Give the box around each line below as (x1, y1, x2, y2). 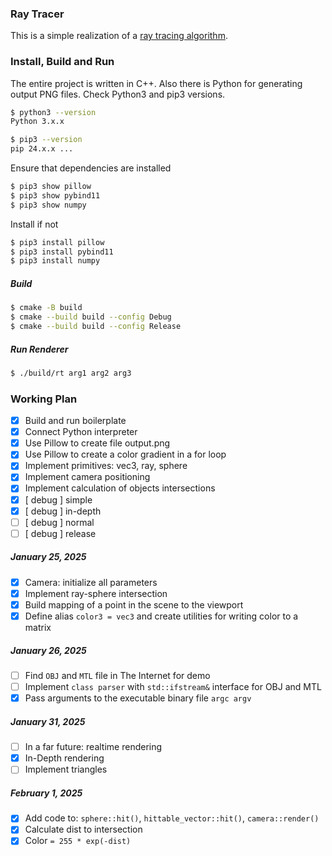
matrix (24, 621, 52, 633)
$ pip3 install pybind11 (10, 247, 114, 257)
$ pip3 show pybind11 (10, 190, 101, 201)
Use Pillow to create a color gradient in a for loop (24, 448, 227, 461)
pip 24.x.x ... (10, 144, 74, 154)
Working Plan (10, 392, 78, 406)
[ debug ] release (24, 527, 97, 539)
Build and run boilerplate (24, 415, 127, 427)
